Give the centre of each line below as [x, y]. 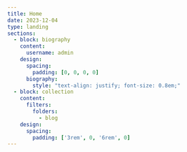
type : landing [28, 27]
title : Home [25, 14]
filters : [39, 105]
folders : [45, 111]
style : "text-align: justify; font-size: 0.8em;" [107, 85]
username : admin [50, 53]
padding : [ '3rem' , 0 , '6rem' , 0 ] [82, 137]
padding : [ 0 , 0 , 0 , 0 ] [66, 72]
